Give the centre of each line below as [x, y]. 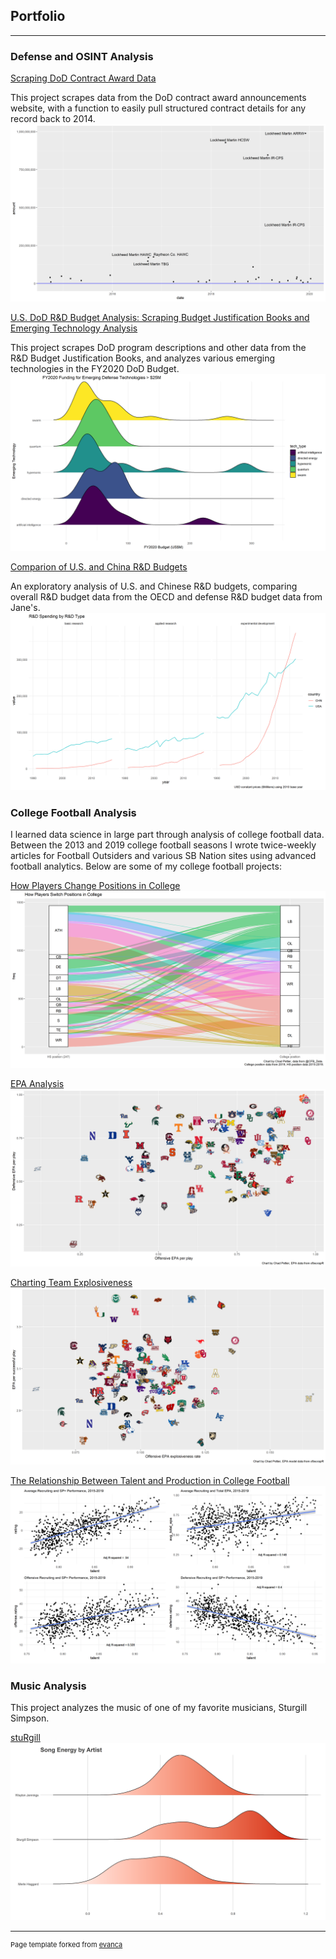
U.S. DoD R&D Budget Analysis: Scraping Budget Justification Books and [160, 317]
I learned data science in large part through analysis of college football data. [167, 834]
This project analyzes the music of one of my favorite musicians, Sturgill [159, 1708]
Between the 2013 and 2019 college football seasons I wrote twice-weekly [163, 845]
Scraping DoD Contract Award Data [83, 78]
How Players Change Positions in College [95, 885]
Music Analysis [48, 1686]
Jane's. [25, 608]
